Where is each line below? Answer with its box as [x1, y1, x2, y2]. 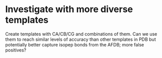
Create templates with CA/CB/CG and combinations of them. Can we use [5, 31, 157, 37]
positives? [5, 47, 27, 53]
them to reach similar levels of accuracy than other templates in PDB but [5, 36, 156, 42]
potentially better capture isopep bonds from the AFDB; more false [5, 41, 144, 47]
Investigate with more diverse [5, 4, 133, 15]
